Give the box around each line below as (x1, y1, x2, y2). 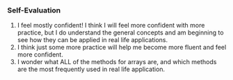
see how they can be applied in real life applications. (17, 36, 168, 44)
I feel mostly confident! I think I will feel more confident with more (17, 21, 205, 30)
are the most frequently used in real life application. (17, 65, 166, 74)
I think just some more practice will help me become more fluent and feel (17, 43, 227, 52)
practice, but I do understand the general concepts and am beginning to (17, 28, 224, 37)
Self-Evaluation (7, 6, 61, 15)
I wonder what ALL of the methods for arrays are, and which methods (17, 58, 217, 66)
